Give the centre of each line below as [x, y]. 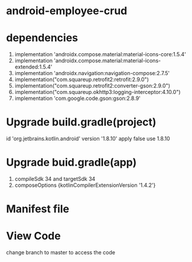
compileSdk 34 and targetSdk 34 [55, 179]
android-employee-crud [67, 11]
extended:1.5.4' [33, 67]
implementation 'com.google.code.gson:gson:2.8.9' [77, 98]
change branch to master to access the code [61, 253]
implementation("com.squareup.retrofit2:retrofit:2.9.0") [82, 80]
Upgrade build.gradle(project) [81, 122]
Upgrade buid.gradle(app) [71, 162]
